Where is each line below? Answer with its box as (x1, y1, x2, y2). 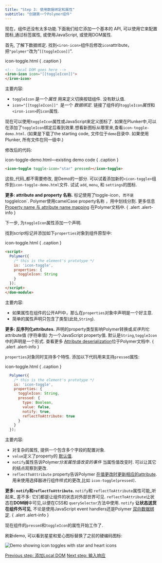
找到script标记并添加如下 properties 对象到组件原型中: (5, 230, 112, 236)
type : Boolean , (22, 400, 54, 405)
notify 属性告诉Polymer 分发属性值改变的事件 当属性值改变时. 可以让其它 (12, 459, 157, 465)
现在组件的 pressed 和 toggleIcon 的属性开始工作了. (5, 523, 103, 528)
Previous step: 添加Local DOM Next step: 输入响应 (5, 553, 106, 559)
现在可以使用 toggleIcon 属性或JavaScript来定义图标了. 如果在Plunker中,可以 (5, 119, 157, 125)
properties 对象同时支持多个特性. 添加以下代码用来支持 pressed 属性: (5, 354, 140, 360)
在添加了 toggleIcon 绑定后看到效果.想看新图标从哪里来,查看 (5, 125, 123, 130)
